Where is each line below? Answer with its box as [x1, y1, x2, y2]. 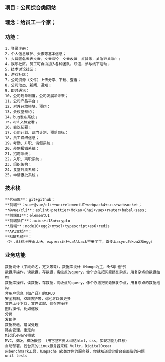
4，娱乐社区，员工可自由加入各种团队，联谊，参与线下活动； [5, 62, 111, 67]
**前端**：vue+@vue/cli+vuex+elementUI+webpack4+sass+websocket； [5, 202, 142, 208]
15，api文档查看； [5, 120, 39, 125]
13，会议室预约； [5, 109, 36, 115]
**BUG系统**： [5, 234, 32, 239]
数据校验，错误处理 [5, 322, 39, 327]
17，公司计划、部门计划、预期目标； [5, 130, 69, 135]
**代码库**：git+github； [5, 197, 55, 202]
